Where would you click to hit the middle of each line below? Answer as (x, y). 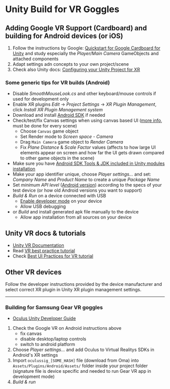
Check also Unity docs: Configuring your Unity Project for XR (76, 70)
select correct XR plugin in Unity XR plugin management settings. (73, 289)
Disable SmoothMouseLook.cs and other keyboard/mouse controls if (84, 94)
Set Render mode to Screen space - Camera (67, 137)
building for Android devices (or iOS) (64, 36)
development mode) (33, 377)
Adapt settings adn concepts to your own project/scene (71, 64)
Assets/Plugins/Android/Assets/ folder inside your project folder (80, 366)
